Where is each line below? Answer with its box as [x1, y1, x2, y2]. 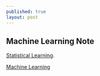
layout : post [6, 14, 38, 20]
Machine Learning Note [6, 36, 95, 46]
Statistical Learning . [6, 52, 55, 59]
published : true [6, 8, 46, 15]
